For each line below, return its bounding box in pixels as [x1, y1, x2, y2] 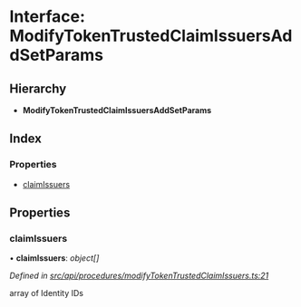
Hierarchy [9, 81, 67, 96]
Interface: [9, 6, 86, 27]
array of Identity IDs [9, 288, 84, 299]
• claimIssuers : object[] [9, 253, 100, 264]
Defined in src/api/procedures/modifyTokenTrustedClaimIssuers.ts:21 [9, 270, 269, 282]
